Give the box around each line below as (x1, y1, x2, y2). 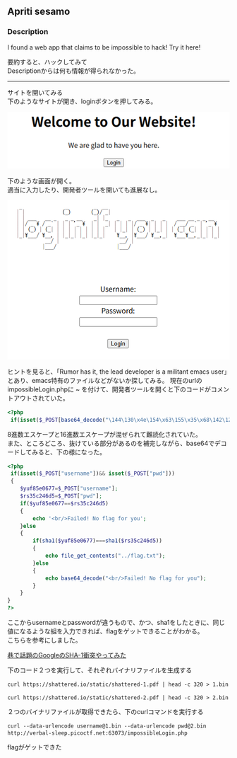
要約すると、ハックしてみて (7, 57, 88, 66)
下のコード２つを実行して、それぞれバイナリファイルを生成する (7, 666, 193, 674)
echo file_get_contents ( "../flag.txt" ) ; (44, 552, 166, 560)
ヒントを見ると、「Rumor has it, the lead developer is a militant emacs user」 (7, 367, 227, 376)
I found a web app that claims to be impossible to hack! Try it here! (7, 42, 201, 52)
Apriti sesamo (7, 6, 71, 18)
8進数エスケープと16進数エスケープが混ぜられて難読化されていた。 (7, 430, 202, 438)
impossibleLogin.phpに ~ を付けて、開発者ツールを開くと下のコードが (7, 385, 212, 394)
